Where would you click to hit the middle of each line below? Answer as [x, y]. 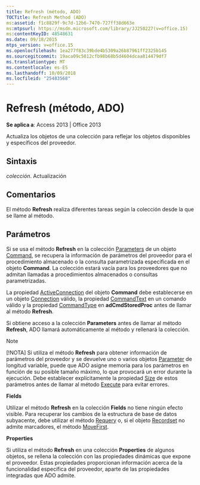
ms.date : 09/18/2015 [32, 40]
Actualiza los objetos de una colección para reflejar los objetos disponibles [98, 137]
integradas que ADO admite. [41, 475]
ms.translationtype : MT [36, 62]
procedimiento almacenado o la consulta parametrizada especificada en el [98, 262]
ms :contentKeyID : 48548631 [40, 34]
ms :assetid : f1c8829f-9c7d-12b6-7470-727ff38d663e [70, 23]
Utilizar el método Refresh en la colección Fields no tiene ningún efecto [95, 407]
